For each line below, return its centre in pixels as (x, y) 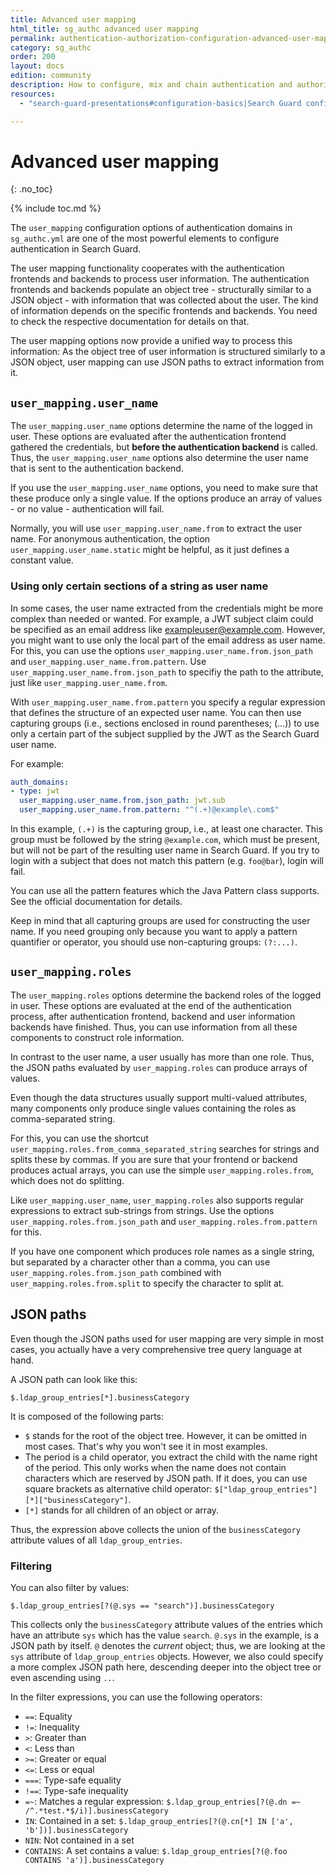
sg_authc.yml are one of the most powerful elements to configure (145, 238)
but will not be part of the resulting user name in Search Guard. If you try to (165, 850)
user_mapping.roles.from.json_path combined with (116, 1272)
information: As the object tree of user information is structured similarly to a (168, 352)
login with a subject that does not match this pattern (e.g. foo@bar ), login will (167, 861)
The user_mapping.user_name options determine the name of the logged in (161, 426)
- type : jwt (35, 791)
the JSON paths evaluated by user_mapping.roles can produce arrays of (159, 1067)
